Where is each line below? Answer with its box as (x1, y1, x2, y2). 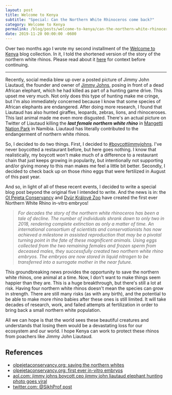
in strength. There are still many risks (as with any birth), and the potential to (5, 291, 166, 297)
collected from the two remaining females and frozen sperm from (17, 243, 156, 249)
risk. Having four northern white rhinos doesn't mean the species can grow (5, 285, 164, 291)
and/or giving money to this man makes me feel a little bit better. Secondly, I (5, 163, 165, 169)
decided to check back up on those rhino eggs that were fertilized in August (5, 168, 166, 174)
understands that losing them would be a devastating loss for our (5, 323, 143, 328)
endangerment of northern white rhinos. (5, 131, 90, 137)
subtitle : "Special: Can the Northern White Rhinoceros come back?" (5, 17, 155, 22)
